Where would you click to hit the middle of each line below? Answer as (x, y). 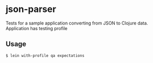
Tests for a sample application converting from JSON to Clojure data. (77, 23)
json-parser (31, 9)
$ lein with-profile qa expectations (45, 55)
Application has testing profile (37, 28)
